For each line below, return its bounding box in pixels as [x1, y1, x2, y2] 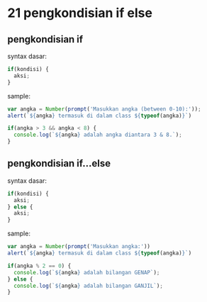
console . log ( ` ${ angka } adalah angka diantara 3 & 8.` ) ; [13, 131, 182, 139]
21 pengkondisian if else [7, 5, 152, 21]
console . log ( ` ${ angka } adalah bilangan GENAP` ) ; [13, 269, 160, 276]
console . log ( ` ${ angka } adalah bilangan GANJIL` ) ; [13, 282, 163, 289]
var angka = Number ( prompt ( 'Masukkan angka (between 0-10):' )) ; [7, 105, 201, 113]
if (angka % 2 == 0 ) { [7, 262, 72, 269]
